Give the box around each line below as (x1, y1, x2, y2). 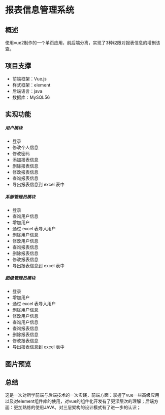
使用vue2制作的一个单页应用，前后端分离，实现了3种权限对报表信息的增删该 (5, 40, 161, 45)
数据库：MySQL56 (12, 94, 50, 100)
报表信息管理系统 (5, 4, 75, 16)
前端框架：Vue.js (12, 76, 47, 82)
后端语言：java (12, 88, 43, 94)
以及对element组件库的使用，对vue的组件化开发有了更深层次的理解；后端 (5, 398, 154, 404)
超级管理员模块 (5, 275, 35, 281)
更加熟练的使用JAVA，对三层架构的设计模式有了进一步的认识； (13, 405, 141, 411)
